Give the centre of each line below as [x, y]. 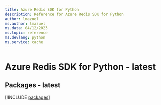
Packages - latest [33, 85]
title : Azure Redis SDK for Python [42, 10]
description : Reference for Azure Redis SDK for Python [64, 14]
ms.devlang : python [25, 38]
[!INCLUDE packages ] [28, 97]
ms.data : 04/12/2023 [27, 28]
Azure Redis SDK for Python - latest [81, 66]
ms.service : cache [24, 42]
